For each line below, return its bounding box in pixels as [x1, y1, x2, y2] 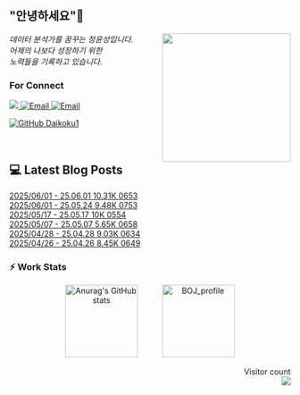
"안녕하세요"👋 [9, 8, 85, 24]
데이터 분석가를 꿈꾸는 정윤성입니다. [9, 34, 134, 45]
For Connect [9, 79, 64, 91]
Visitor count [244, 366, 291, 377]
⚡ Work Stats [9, 260, 67, 273]
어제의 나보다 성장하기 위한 [9, 45, 103, 55]
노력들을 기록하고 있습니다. [9, 56, 103, 67]
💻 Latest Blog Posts [9, 162, 123, 177]
